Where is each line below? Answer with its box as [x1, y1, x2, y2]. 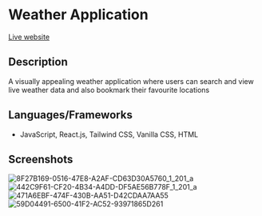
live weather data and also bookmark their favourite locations [8, 85, 210, 94]
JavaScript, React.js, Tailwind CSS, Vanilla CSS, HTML [19, 130, 198, 139]
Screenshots [8, 152, 73, 166]
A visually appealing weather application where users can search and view [8, 76, 254, 86]
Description [8, 55, 68, 69]
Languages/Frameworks [8, 108, 133, 122]
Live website [8, 32, 50, 42]
